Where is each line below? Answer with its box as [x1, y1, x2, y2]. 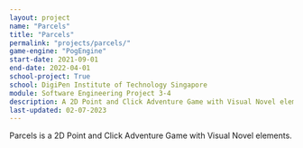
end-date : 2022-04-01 [9, 64, 91, 73]
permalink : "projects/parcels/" [9, 38, 131, 48]
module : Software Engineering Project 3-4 [9, 88, 171, 97]
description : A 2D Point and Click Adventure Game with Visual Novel [9, 97, 277, 106]
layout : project [9, 13, 70, 23]
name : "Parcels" [9, 22, 70, 31]
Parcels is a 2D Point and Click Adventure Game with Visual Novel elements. [9, 130, 293, 141]
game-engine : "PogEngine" [9, 47, 106, 56]
